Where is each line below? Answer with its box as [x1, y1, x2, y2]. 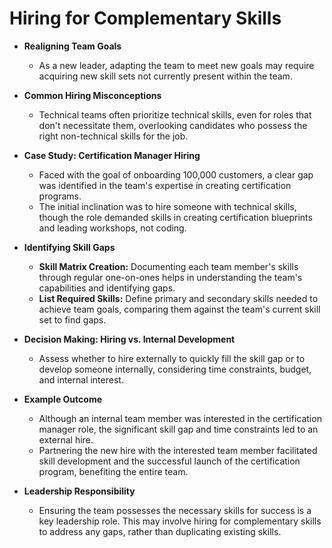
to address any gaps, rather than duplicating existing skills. [38, 525, 282, 537]
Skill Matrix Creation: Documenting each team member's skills [38, 260, 299, 272]
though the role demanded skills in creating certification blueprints [38, 211, 313, 223]
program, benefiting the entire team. [38, 465, 189, 477]
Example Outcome [23, 393, 103, 405]
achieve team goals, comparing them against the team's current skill [38, 303, 321, 315]
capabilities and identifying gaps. [38, 282, 176, 294]
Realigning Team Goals [23, 40, 122, 52]
